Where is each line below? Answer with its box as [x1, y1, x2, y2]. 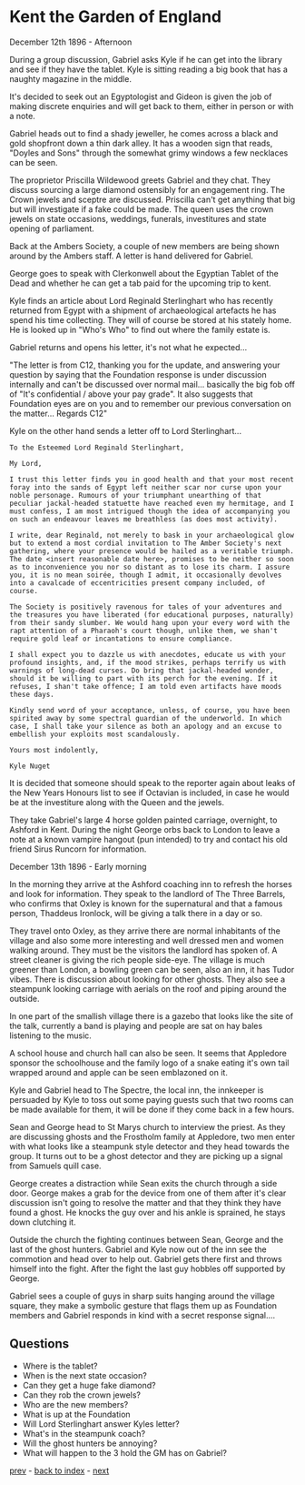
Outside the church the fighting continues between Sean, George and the [9, 1234, 284, 1245]
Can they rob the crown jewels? [22, 1389, 141, 1400]
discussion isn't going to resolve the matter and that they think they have [9, 1197, 281, 1207]
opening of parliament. [9, 223, 95, 234]
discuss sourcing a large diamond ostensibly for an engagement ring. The [9, 184, 286, 195]
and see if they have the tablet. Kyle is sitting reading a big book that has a [9, 64, 289, 75]
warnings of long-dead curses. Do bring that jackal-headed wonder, [9, 666, 274, 675]
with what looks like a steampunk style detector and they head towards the [9, 1140, 290, 1152]
